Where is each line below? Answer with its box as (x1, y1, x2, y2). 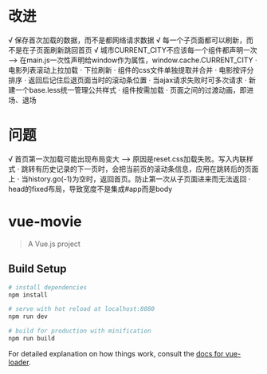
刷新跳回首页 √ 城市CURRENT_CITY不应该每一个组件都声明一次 (49, 45, 257, 54)
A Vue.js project (27, 239, 81, 249)
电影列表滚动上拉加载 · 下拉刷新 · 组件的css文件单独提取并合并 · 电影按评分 (8, 65, 254, 74)
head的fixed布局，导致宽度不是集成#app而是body (8, 184, 173, 193)
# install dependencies (8, 283, 88, 292)
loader (8, 357, 29, 367)
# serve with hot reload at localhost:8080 (8, 305, 155, 313)
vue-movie (8, 213, 82, 231)
